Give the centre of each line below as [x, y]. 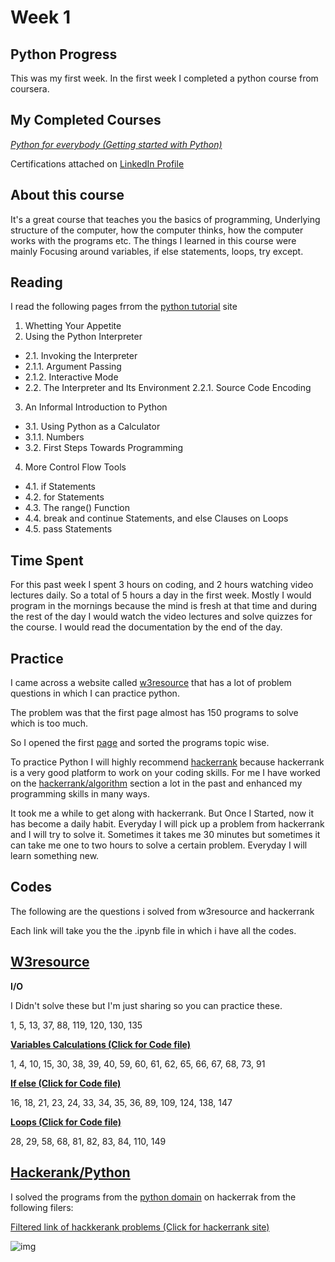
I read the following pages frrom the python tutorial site [124, 307]
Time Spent [47, 560]
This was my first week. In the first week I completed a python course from [164, 78]
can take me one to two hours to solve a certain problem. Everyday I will [159, 845]
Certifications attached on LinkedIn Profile [97, 163]
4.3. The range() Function [77, 508]
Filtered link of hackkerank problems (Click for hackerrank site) [140, 1227]
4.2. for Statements [64, 497]
